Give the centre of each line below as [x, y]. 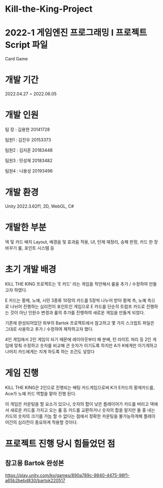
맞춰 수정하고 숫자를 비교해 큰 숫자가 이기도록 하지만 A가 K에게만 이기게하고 [86, 345]
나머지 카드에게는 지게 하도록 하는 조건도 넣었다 [50, 351]
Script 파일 [26, 45]
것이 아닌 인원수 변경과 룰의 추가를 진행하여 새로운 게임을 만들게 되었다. [77, 312]
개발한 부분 [26, 227]
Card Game [17, 59]
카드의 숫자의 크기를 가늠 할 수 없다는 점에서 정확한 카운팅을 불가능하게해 [74, 416]
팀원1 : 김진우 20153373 [28, 140]
